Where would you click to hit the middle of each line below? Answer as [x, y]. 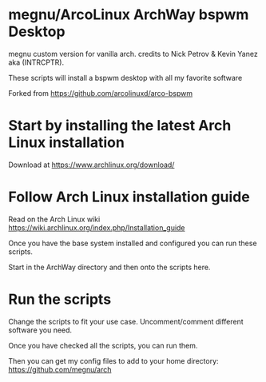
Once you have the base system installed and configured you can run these [133, 243]
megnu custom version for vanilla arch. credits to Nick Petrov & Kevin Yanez [133, 54]
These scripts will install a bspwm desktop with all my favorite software [125, 78]
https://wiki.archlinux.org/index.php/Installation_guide [97, 227]
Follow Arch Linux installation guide [129, 197]
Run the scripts [60, 299]
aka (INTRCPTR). [36, 62]
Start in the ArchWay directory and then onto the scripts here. [109, 267]
